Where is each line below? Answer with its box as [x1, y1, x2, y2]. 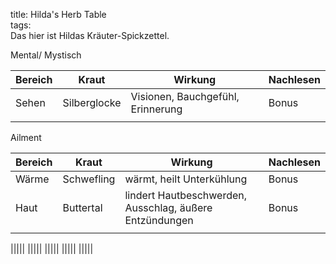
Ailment [10, 132, 42, 143]
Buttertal [62, 201, 103, 214]
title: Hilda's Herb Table [10, 9, 107, 20]
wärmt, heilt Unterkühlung [124, 172, 248, 186]
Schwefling [62, 172, 116, 186]
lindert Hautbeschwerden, [124, 189, 248, 202]
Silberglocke [62, 96, 122, 109]
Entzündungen [124, 214, 194, 227]
